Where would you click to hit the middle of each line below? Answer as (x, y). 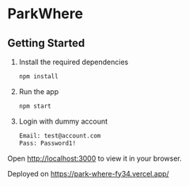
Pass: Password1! (47, 143)
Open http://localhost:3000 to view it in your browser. (95, 158)
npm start (35, 106)
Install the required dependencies (74, 62)
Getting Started (46, 43)
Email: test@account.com (60, 135)
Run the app (39, 91)
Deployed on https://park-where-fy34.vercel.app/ (88, 173)
